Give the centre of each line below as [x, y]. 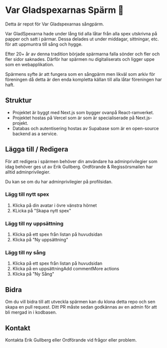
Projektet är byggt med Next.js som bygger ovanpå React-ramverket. [83, 112]
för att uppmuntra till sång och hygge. [44, 44]
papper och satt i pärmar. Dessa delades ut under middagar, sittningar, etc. [82, 39]
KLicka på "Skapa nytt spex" [42, 210]
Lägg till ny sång [25, 253]
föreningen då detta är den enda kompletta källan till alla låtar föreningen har [83, 79]
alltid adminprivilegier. [28, 172]
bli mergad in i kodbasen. [31, 312]
